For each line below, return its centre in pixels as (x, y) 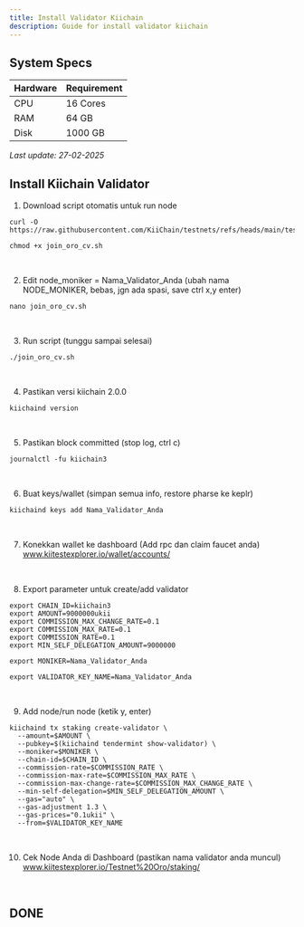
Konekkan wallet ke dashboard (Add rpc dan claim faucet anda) (141, 545)
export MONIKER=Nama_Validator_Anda (78, 662)
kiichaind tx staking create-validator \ (89, 728)
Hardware (35, 89)
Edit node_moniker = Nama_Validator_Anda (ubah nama (126, 281)
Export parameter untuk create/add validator (105, 589)
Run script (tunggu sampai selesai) (87, 341)
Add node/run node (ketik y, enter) (87, 712)
